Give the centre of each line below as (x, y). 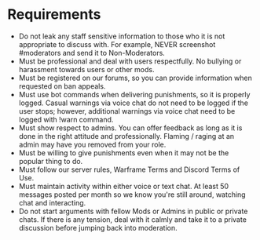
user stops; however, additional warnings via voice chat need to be (127, 111)
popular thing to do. (51, 161)
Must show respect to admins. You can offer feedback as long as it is (130, 128)
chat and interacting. (52, 202)
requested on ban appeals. (62, 86)
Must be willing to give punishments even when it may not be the (124, 153)
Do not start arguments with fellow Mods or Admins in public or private (133, 211)
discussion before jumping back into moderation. (98, 227)
